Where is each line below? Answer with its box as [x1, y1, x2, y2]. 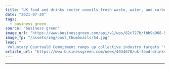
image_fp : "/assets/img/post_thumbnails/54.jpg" [5, 35, 110, 40]
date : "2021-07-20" [5, 12, 47, 17]
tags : [5, 16, 17, 21]
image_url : [5, 30, 28, 35]
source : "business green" [5, 26, 60, 31]
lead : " [5, 40, 22, 45]
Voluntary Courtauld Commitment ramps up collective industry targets [7, 44, 159, 49]
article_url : [5, 49, 33, 54]
